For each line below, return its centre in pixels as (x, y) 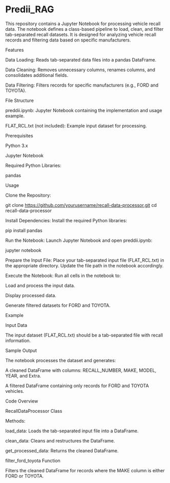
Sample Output (21, 350)
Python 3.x (17, 145)
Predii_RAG (30, 9)
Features (15, 50)
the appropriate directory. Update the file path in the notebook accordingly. (84, 265)
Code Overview (22, 401)
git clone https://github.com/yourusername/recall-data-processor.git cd (81, 205)
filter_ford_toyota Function (33, 460)
